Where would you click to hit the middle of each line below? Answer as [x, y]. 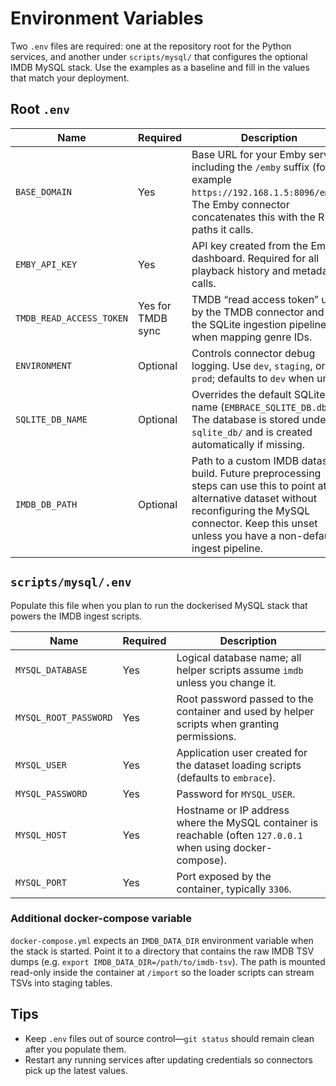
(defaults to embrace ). [226, 777]
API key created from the [250, 245]
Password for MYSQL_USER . [236, 794]
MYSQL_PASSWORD [51, 793]
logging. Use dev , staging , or [258, 365]
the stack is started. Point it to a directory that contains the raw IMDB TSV [162, 951]
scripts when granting [228, 724]
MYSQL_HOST [41, 835]
